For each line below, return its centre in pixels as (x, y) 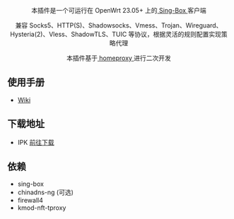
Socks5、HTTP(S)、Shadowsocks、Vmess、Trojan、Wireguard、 (126, 25)
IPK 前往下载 (36, 142)
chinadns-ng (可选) (46, 192)
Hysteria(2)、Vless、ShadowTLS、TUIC (69, 34)
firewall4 (30, 201)
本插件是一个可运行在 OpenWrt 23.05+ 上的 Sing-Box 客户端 (119, 10)
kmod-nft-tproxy (42, 208)
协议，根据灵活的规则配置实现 (177, 34)
